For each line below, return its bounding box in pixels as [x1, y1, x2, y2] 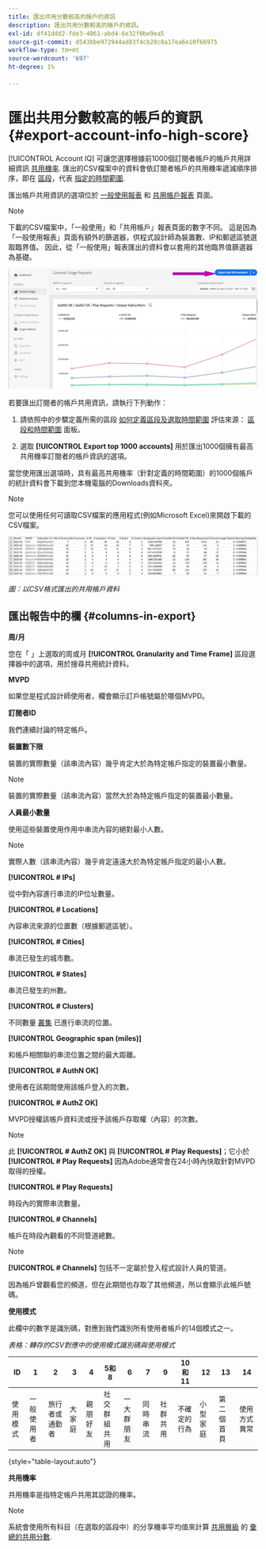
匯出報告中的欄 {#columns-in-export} [8, 610, 196, 623]
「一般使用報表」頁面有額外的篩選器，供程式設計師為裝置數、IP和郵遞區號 [8, 232, 251, 242]
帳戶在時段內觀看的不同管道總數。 [8, 1230, 120, 1240]
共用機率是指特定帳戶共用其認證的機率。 [8, 1490, 140, 1500]
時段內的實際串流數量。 [8, 1198, 85, 1208]
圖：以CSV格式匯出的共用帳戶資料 [8, 584, 120, 594]
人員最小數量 [8, 807, 50, 817]
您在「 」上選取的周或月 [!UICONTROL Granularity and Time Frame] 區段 [8, 648, 249, 658]
